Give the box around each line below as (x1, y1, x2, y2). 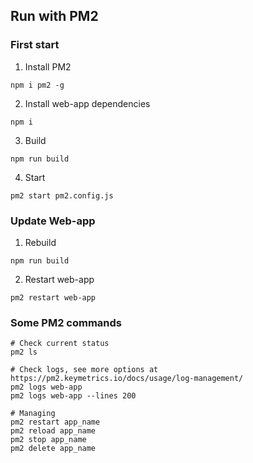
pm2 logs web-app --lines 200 (10, 391, 137, 401)
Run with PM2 (10, 8, 99, 25)
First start (10, 38, 60, 52)
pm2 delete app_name (10, 444, 97, 454)
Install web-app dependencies (24, 97, 151, 109)
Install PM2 (24, 60, 72, 73)
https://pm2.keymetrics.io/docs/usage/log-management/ (10, 374, 244, 384)
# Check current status (10, 339, 110, 349)
